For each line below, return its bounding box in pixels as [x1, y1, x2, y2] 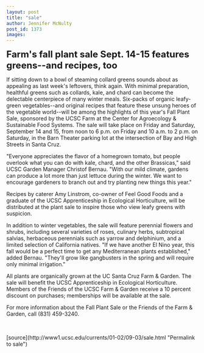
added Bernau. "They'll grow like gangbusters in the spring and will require [6, 254, 194, 261]
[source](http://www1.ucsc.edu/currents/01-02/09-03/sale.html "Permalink [6, 334, 195, 341]
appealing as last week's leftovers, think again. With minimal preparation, [6, 82, 190, 90]
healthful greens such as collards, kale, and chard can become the [6, 89, 174, 96]
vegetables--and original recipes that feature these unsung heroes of [22, 102, 197, 109]
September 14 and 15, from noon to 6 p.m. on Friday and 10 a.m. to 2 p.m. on [6, 128, 199, 135]
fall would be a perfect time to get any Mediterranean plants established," [6, 248, 191, 255]
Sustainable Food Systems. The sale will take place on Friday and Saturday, [6, 122, 196, 129]
